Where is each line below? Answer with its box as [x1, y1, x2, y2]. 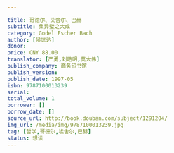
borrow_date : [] [7, 109, 55, 116]
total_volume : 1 [7, 95, 55, 102]
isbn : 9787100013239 [7, 82, 68, 89]
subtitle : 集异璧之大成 [7, 23, 70, 30]
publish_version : [7, 68, 58, 76]
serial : [7, 89, 30, 96]
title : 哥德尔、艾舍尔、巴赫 [7, 16, 82, 23]
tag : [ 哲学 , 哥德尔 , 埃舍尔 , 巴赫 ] [7, 128, 91, 135]
